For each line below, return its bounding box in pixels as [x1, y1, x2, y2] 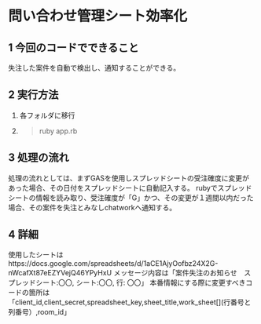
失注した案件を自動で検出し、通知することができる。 [8, 64, 181, 72]
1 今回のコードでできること [8, 41, 139, 54]
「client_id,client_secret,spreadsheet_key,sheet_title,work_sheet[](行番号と [8, 297, 252, 307]
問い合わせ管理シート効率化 [8, 7, 188, 25]
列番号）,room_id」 [8, 308, 71, 317]
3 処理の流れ [8, 151, 69, 165]
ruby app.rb [39, 126, 78, 136]
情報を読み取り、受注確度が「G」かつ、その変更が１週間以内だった [35, 193, 254, 202]
